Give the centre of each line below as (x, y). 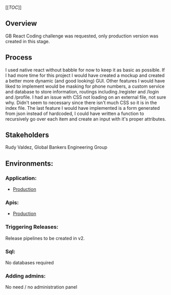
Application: (21, 178)
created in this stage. (28, 41)
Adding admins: (26, 276)
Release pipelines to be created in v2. (45, 238)
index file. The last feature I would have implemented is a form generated (83, 108)
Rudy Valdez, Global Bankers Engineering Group (56, 147)
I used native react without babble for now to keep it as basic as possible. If (85, 70)
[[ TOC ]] (13, 7)
